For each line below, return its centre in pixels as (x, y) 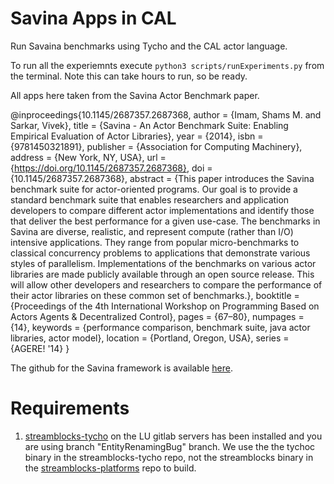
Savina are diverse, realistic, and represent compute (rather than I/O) (152, 231)
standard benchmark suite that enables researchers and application (150, 199)
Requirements (70, 408)
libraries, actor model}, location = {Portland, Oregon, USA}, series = (150, 338)
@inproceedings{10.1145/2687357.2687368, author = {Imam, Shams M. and (166, 114)
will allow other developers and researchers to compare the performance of (166, 284)
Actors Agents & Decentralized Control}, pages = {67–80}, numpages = (157, 316)
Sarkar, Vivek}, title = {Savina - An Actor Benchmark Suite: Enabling (149, 125)
